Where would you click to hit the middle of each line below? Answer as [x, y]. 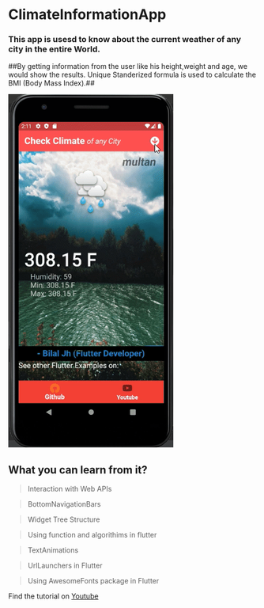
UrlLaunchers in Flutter [65, 566]
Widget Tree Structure [64, 519]
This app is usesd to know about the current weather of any [125, 40]
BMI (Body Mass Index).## [51, 83]
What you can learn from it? [78, 470]
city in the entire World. [55, 49]
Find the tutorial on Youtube [53, 596]
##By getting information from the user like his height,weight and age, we [128, 66]
